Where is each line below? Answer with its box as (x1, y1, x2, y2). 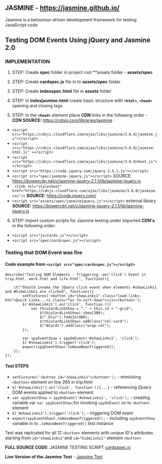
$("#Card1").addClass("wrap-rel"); (39, 323, 111, 328)
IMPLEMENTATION (5, 58, 50, 65)
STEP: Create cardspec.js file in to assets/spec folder (12, 79, 121, 85)
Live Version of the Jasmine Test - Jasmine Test (5, 454, 103, 460)
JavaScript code (5, 22, 38, 28)
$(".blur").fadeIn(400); (39, 314, 90, 320)
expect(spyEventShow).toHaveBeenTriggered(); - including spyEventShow (12, 415, 155, 421)
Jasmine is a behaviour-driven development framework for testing (5, 17, 137, 22)
